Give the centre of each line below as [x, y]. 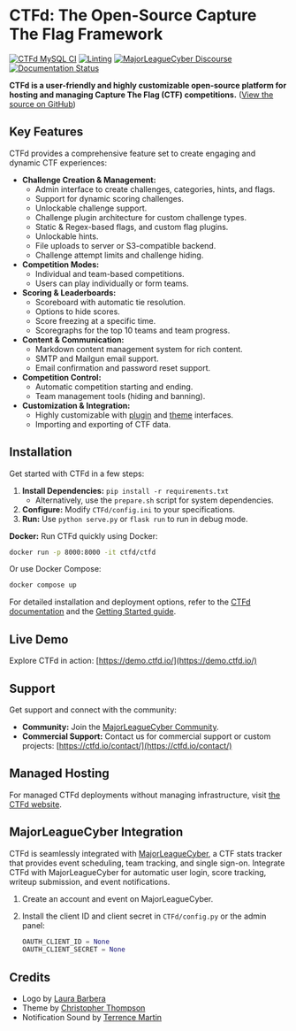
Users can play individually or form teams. [112, 283]
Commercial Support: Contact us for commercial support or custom [146, 736]
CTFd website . [35, 804]
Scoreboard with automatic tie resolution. [110, 302]
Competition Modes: [61, 264]
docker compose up [43, 585]
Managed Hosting [60, 774]
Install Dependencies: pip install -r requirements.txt [125, 490]
